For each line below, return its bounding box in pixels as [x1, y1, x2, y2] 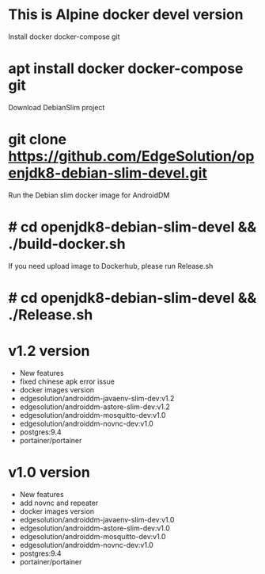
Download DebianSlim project [8, 102, 105, 112]
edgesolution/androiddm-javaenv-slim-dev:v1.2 [19, 393, 175, 403]
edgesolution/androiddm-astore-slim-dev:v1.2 [19, 402, 170, 411]
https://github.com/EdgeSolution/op [8, 147, 255, 166]
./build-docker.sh [8, 235, 126, 253]
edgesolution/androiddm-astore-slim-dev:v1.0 [19, 523, 170, 533]
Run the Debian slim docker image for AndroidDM [8, 190, 170, 200]
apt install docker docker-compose [8, 59, 244, 78]
